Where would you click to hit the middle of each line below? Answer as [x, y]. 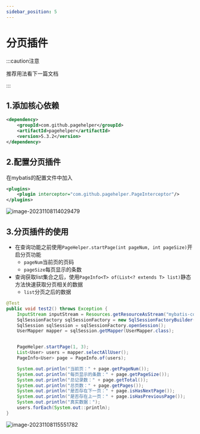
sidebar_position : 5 [32, 12]
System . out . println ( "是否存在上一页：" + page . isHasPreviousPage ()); [101, 397]
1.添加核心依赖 [33, 105]
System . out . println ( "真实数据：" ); [59, 402]
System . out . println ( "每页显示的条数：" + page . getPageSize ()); [93, 374]
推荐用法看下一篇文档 [32, 73]
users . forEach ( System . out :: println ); [64, 408]
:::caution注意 [23, 61]
